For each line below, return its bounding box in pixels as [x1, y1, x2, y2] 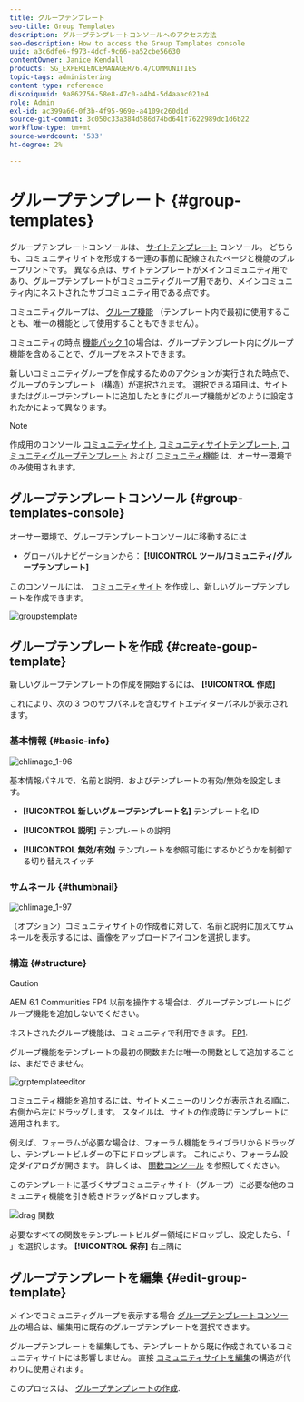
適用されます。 [9, 1118, 65, 1129]
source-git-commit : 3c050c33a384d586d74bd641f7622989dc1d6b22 [9, 115, 250, 124]
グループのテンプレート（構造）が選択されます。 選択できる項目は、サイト [9, 378, 289, 389]
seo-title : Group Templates [9, 22, 116, 31]
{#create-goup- [166, 639, 258, 654]
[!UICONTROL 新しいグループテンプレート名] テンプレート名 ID [22, 805, 260, 816]
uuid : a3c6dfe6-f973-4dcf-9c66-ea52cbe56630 [9, 47, 181, 56]
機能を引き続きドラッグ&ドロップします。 [48, 1191, 204, 1202]
